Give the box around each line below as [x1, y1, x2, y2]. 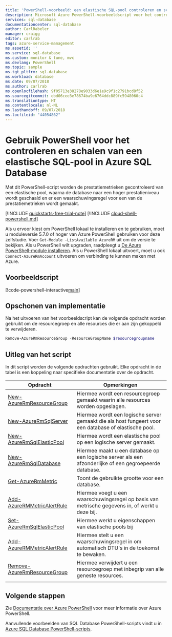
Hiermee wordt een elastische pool [76, 433, 161, 440]
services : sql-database [5, 17, 56, 22]
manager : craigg [5, 31, 40, 36]
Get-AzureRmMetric [8, 478, 57, 485]
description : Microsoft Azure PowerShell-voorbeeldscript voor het [5, 12, 153, 17]
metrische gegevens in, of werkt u [76, 502, 159, 509]
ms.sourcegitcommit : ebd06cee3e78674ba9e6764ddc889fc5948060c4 [5, 93, 143, 98]
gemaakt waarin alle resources [76, 397, 150, 404]
